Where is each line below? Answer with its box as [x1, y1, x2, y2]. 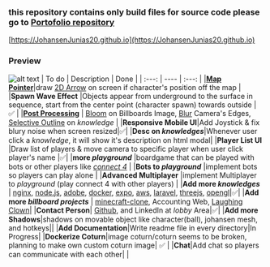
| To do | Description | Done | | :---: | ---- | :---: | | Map [41, 74, 222, 84]
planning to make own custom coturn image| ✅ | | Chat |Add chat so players [8, 240, 259, 250]
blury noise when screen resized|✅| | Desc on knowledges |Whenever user [8, 126, 258, 136]
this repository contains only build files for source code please [8, 6, 260, 18]
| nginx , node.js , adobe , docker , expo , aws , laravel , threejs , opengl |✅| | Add [8, 187, 259, 197]
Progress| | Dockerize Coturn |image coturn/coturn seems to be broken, [8, 231, 247, 241]
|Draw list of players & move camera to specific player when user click [8, 144, 243, 153]
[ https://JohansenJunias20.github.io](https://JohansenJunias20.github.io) [8, 35, 255, 45]
